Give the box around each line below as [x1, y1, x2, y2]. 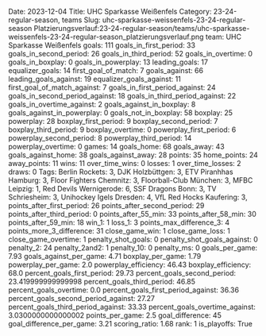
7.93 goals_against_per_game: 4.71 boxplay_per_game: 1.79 [8, 252, 202, 261]
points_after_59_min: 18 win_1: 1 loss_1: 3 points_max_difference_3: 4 [8, 218, 230, 227]
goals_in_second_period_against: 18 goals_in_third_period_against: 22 [8, 91, 237, 100]
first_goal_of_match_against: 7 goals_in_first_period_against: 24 [8, 83, 216, 92]
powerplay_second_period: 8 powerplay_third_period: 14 [8, 133, 192, 142]
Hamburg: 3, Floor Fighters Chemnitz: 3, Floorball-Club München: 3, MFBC [8, 176, 253, 185]
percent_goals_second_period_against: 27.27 [8, 294, 155, 303]
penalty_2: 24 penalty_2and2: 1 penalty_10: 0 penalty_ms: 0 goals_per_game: [8, 243, 258, 253]
